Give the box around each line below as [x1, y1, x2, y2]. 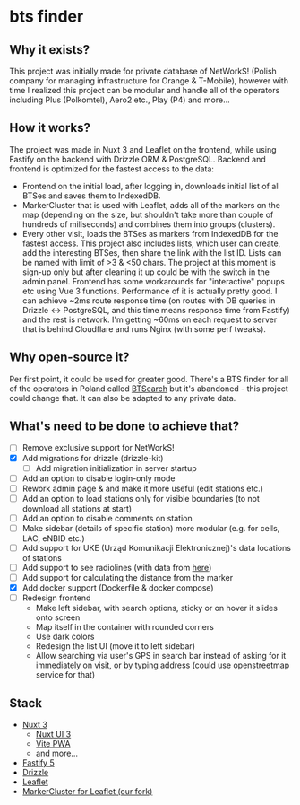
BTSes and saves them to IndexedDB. [21, 190, 161, 201]
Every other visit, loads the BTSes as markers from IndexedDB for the [21, 228, 279, 239]
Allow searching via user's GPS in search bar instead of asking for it [35, 651, 287, 661]
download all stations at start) [21, 503, 133, 513]
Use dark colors [35, 631, 95, 643]
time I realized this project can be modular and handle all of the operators [9, 85, 280, 95]
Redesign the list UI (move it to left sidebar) [35, 641, 195, 652]
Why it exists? [9, 42, 90, 57]
